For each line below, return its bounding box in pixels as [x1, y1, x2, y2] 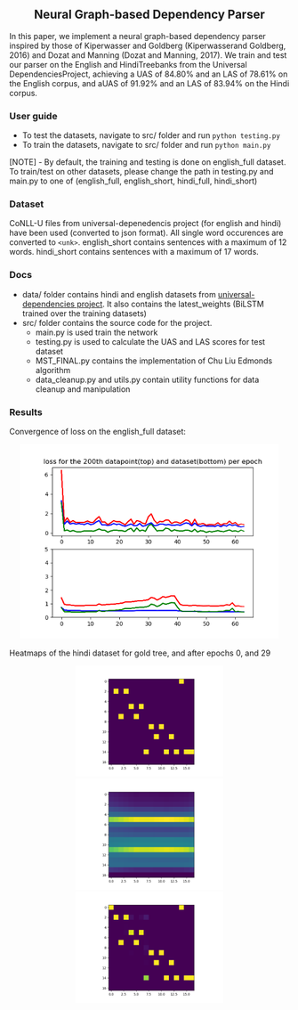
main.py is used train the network [35, 327, 158, 338]
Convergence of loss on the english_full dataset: [9, 427, 187, 436]
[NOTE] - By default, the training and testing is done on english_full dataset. [9, 157, 286, 167]
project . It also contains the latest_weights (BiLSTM [77, 298, 264, 309]
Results [9, 405, 43, 418]
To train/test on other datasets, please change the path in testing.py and [9, 167, 274, 177]
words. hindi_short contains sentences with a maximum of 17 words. [9, 247, 260, 257]
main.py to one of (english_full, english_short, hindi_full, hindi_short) [9, 175, 258, 186]
